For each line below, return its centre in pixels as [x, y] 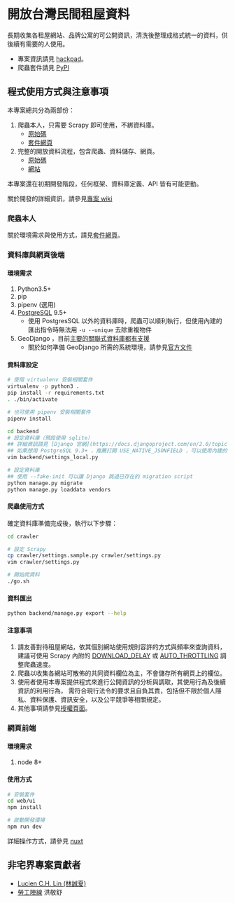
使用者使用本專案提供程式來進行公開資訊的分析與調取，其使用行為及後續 [121, 682]
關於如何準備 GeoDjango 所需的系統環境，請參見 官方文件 [110, 347]
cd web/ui [22, 801]
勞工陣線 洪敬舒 [40, 892]
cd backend [23, 431]
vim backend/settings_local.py [53, 457]
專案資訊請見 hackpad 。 [52, 59]
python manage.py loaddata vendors [59, 489]
